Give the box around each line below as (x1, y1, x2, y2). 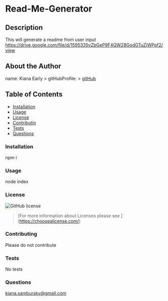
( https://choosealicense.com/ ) (17, 218, 81, 224)
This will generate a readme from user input (5, 36, 96, 42)
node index (5, 179, 29, 185)
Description (5, 23, 43, 32)
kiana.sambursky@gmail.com (5, 290, 67, 296)
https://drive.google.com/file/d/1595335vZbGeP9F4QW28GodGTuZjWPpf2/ (5, 42, 163, 48)
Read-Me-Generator (5, 3, 92, 15)
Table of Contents (5, 90, 63, 99)
